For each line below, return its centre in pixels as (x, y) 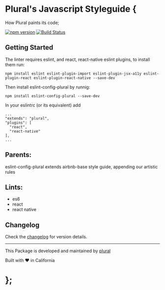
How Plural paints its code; (32, 23)
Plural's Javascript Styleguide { (71, 9)
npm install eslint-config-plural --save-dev (52, 96)
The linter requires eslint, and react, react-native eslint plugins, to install (78, 59)
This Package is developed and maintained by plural (58, 251)
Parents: (18, 155)
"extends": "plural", (27, 118)
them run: (15, 64)
